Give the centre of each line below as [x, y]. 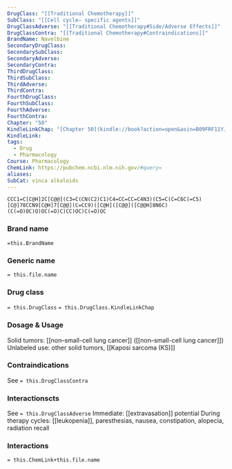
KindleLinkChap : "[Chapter [46, 129]
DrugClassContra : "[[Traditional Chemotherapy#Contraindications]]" [108, 33]
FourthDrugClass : [32, 97]
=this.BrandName [30, 243]
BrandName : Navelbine [38, 39]
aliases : [20, 174]
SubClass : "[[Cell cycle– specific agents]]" [74, 20]
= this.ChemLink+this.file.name [54, 460]
